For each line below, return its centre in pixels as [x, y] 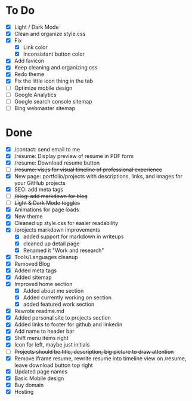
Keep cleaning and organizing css [56, 68]
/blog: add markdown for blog [51, 196]
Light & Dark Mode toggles [47, 203]
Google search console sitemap [53, 101]
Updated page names [41, 371]
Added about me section [53, 290]
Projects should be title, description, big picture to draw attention [94, 351]
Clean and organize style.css [50, 34]
